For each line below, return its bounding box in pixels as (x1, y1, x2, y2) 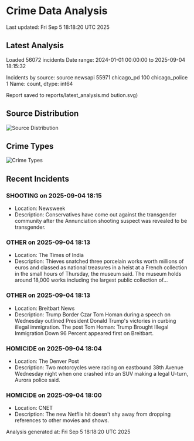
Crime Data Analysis (6, 4, 108, 18)
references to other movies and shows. (14, 417, 110, 424)
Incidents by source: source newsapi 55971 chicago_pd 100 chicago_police (6, 73, 188, 81)
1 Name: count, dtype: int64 (6, 80, 73, 87)
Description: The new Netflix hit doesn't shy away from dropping (14, 410, 171, 418)
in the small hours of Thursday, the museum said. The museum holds (14, 270, 182, 278)
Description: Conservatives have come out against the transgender (14, 211, 177, 218)
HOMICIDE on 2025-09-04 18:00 (6, 391, 103, 399)
